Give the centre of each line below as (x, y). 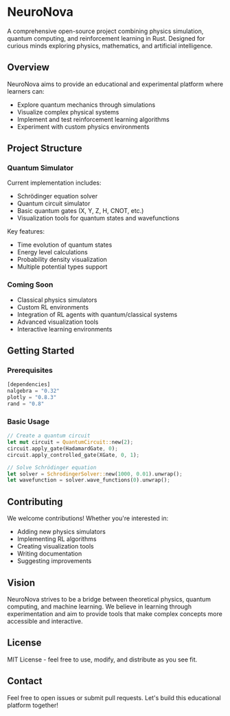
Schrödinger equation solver (57, 196)
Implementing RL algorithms (57, 539)
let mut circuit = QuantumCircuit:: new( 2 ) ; (70, 442)
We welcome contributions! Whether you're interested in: (88, 518)
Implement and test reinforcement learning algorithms (93, 119)
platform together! (33, 705)
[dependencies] (29, 385)
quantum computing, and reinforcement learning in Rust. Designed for (106, 38)
